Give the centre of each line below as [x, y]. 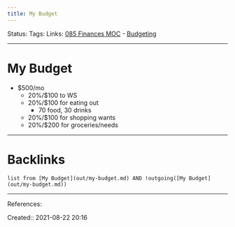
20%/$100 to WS [52, 95]
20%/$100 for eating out [63, 103]
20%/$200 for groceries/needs [73, 125]
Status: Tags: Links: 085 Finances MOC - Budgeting [82, 34]
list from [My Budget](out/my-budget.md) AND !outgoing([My [97, 178]
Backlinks [36, 160]
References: [24, 204]
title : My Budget [33, 14]
